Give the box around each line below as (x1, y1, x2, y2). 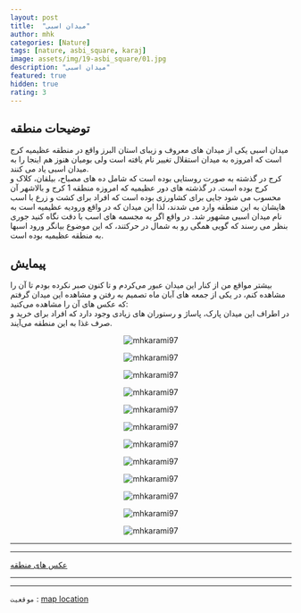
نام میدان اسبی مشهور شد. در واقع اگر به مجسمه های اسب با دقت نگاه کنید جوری (10, 211, 282, 222)
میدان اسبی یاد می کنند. (10, 164, 89, 174)
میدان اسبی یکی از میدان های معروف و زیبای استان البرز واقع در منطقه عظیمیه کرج (10, 145, 288, 155)
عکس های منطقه (10, 559, 68, 570)
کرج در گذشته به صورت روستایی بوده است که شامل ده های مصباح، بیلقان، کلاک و (10, 173, 282, 184)
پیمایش (10, 256, 46, 271)
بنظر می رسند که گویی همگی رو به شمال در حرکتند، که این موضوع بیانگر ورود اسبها (10, 221, 288, 231)
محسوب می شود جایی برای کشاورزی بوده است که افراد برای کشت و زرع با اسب (10, 192, 281, 203)
